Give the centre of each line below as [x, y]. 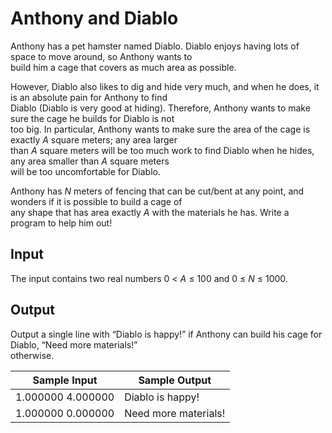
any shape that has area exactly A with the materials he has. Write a [150, 212]
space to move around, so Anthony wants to [101, 56]
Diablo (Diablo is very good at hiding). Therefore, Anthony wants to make [160, 108]
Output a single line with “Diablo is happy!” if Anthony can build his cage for [166, 334]
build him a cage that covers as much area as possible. [123, 67]
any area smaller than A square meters [90, 161]
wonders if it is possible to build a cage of [96, 201]
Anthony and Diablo [94, 18]
